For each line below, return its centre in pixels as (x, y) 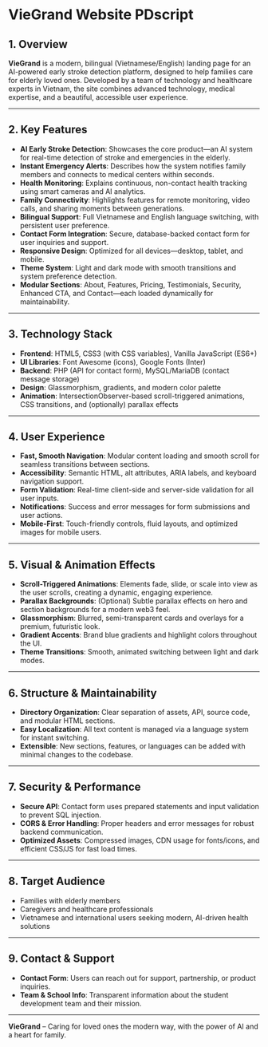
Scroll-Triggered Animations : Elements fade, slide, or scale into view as (138, 584)
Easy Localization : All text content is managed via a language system (134, 729)
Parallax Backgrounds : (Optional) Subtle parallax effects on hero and (134, 601)
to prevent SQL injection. (61, 815)
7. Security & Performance (75, 787)
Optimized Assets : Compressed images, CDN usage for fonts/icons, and (140, 840)
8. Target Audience (57, 881)
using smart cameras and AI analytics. (83, 191)
